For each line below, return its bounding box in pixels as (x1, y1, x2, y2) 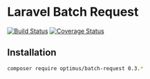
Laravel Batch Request (7, 4, 139, 20)
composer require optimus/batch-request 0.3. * (7, 65, 144, 72)
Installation (7, 47, 57, 58)
